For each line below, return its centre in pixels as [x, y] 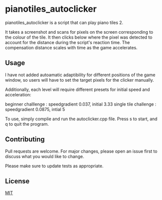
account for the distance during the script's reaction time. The [68, 42]
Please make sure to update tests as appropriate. [54, 166]
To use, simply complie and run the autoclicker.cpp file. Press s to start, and [81, 119]
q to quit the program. [27, 124]
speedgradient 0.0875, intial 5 [35, 109]
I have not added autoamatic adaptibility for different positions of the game [80, 75]
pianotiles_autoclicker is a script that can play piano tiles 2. [64, 22]
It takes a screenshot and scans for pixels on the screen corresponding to [79, 32]
